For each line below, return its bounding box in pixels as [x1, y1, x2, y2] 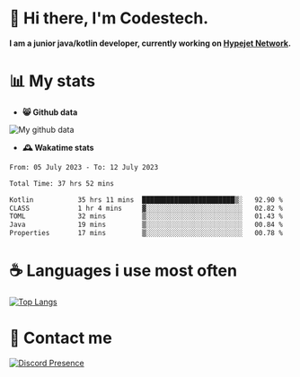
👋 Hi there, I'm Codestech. [9, 8, 209, 29]
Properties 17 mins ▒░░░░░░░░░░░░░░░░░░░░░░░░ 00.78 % [9, 229, 283, 238]
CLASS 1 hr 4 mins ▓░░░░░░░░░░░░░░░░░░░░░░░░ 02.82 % [9, 204, 283, 213]
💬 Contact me [9, 328, 112, 348]
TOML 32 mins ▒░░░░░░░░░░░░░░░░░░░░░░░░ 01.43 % [9, 212, 283, 221]
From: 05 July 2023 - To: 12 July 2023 [9, 162, 159, 171]
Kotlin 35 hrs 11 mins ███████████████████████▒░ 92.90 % [9, 195, 283, 205]
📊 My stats [9, 71, 96, 92]
